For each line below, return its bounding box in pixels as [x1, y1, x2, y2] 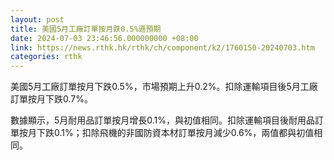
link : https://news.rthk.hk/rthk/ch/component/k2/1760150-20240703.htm [10, 42, 315, 53]
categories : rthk [10, 52, 83, 62]
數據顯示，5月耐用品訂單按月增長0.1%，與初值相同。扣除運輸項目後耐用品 [10, 114, 316, 126]
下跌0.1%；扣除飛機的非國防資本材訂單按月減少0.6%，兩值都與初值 [36, 127, 315, 139]
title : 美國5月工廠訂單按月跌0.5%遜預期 [10, 24, 162, 34]
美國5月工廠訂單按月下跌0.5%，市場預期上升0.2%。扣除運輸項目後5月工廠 [10, 81, 318, 93]
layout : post [10, 14, 65, 25]
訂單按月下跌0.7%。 [10, 93, 93, 105]
